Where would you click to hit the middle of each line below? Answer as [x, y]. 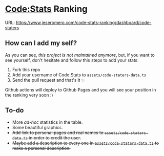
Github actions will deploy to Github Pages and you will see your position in [81, 89]
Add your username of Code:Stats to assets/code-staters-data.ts [79, 75]
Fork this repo [26, 69]
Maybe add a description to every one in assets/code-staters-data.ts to [85, 143]
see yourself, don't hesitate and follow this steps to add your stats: [72, 60]
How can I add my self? [41, 43]
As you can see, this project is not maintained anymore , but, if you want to [80, 55]
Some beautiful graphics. [37, 127]
